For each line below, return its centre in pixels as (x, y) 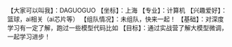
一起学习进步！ (29, 36)
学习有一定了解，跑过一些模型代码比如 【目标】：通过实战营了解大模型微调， (117, 28)
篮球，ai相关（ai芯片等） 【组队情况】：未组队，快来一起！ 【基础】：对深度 (116, 19)
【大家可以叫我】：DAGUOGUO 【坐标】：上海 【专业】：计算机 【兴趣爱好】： (117, 10)
